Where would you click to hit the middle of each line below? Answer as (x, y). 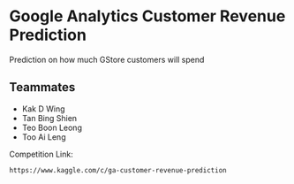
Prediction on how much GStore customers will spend (107, 59)
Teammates (42, 87)
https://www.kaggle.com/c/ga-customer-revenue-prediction (118, 170)
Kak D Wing (43, 109)
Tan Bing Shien (49, 118)
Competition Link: (41, 154)
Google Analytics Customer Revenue (147, 16)
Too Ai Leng (44, 137)
